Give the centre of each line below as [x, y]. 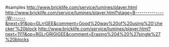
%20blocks [17, 39]
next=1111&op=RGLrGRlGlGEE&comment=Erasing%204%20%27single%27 [83, 34]
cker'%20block [21, 29]
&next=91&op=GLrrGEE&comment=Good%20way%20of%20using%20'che [84, 23]
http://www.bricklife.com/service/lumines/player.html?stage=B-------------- [84, 13]
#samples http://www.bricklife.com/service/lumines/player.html [71, 7]
